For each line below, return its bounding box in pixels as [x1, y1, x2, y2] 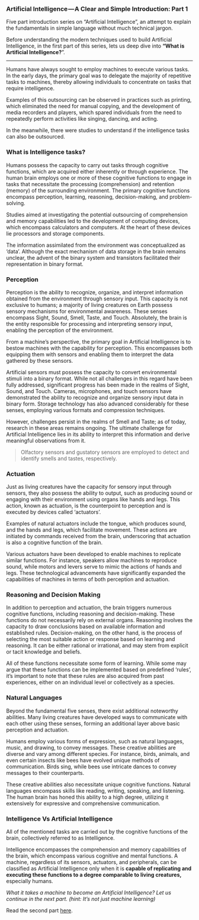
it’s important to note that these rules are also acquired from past [6, 673, 165, 680]
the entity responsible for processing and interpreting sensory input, [6, 320, 173, 327]
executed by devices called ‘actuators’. [6, 508, 101, 516]
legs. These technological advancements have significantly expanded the [6, 570, 186, 577]
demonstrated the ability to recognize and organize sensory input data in [6, 394, 184, 401]
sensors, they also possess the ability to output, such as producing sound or [6, 489, 192, 497]
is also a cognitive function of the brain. [6, 539, 102, 546]
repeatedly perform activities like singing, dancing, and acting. [6, 115, 159, 123]
